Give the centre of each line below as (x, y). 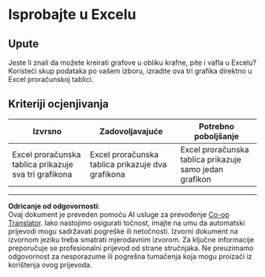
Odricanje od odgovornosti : (54, 206)
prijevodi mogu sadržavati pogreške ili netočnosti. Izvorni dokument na (123, 231)
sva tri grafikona (42, 174)
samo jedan (202, 169)
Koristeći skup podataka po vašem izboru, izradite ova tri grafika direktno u (130, 71)
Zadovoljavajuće (131, 131)
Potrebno (216, 126)
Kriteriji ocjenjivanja (58, 104)
